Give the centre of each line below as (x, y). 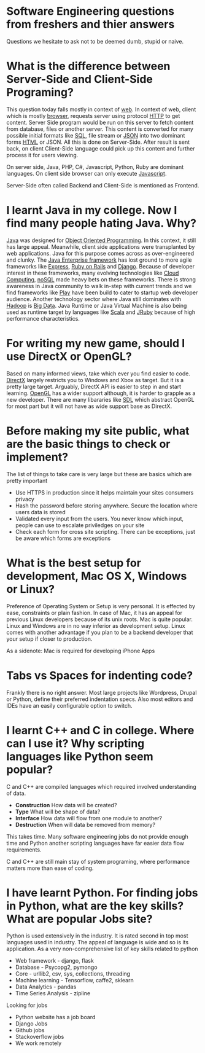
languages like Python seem (80, 756)
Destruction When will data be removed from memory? (85, 824)
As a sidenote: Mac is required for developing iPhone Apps (81, 651)
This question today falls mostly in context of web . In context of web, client (101, 109)
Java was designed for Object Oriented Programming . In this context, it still (101, 240)
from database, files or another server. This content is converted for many (100, 129)
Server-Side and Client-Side (80, 80)
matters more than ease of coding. (50, 868)
